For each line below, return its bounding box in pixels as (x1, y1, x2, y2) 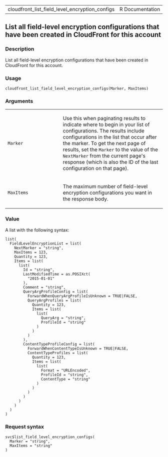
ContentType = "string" (40, 376, 91, 381)
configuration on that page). (62, 165, 129, 172)
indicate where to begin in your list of (62, 121, 150, 128)
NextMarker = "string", (14, 245, 64, 250)
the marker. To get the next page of (62, 140, 146, 147)
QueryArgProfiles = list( (27, 297, 81, 303)
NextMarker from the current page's (62, 152, 146, 159)
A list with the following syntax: (5, 227, 69, 233)
